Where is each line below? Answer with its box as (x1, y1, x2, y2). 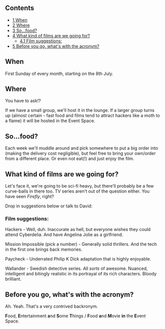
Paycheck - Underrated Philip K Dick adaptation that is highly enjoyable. (5, 256, 151, 262)
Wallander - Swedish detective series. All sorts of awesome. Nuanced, (5, 265, 148, 271)
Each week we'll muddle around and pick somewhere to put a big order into (5, 145, 159, 151)
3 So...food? (12, 27, 37, 33)
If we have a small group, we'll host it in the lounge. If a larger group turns (5, 107, 155, 113)
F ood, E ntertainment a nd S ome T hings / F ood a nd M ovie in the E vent (5, 313, 146, 319)
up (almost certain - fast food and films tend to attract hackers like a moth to (5, 113, 160, 119)
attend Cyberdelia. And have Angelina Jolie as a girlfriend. (5, 231, 123, 238)
